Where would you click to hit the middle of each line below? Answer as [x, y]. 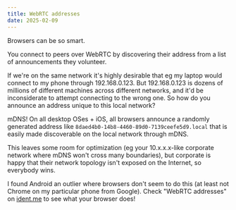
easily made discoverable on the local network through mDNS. [98, 134]
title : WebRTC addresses [44, 14]
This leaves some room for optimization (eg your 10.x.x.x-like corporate [111, 147]
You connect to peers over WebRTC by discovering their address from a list [117, 54]
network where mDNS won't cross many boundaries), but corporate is [109, 155]
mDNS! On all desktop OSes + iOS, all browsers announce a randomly [108, 119]
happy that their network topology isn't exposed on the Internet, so [105, 162]
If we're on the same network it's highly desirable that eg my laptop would [115, 75]
